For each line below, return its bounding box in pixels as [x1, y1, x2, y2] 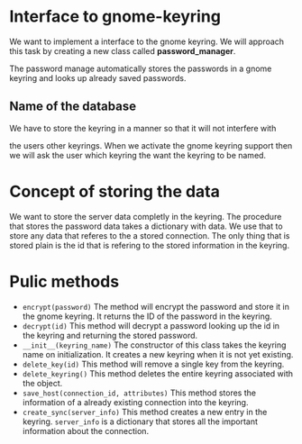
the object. [22, 377, 63, 388]
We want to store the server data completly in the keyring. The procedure [9, 211, 282, 222]
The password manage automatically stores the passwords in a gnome [9, 63, 272, 74]
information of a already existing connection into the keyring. [22, 396, 249, 407]
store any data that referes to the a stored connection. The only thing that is [9, 230, 290, 240]
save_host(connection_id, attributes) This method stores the [22, 387, 257, 398]
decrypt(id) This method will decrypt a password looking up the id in [22, 320, 280, 331]
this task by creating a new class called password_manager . [9, 45, 236, 56]
